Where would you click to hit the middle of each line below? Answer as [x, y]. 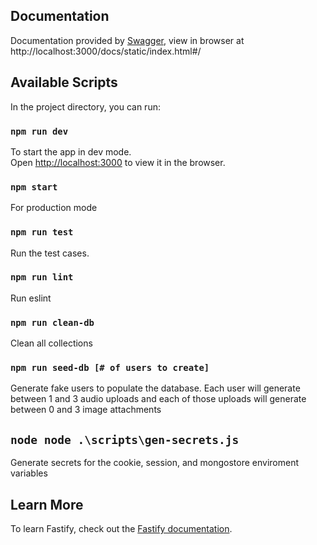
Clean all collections [51, 343]
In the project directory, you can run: [85, 106]
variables [29, 473]
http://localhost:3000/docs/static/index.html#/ [106, 51]
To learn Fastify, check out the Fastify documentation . [121, 529]
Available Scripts [64, 82]
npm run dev [39, 131]
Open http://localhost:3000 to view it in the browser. [118, 162]
